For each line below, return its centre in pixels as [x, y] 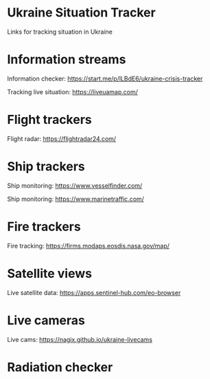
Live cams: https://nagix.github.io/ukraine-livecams [80, 339]
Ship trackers [46, 166]
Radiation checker [60, 367]
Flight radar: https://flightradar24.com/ [62, 138]
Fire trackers [44, 227]
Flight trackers [49, 120]
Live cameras [46, 320]
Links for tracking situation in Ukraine [60, 32]
